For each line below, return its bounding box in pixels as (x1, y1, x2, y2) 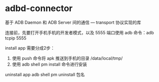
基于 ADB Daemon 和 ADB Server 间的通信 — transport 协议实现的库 (5, 19, 142, 25)
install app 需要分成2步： (5, 45, 55, 51)
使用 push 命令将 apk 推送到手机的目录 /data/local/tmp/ (12, 55, 123, 61)
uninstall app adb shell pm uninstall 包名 (5, 71, 85, 77)
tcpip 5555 (5, 35, 27, 41)
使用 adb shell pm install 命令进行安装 (12, 61, 87, 67)
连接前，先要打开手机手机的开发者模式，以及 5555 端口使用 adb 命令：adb (5, 29, 154, 35)
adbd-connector (5, 3, 73, 14)
